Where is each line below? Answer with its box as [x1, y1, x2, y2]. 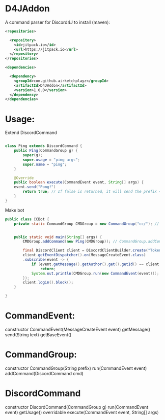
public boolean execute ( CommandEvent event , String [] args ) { [14, 180, 144, 185]
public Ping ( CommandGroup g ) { [14, 148, 78, 153]
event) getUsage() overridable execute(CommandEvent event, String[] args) [5, 409, 159, 415]
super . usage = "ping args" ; [23, 157, 80, 162]
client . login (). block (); [23, 280, 74, 285]
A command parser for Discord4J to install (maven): [5, 19, 110, 25]
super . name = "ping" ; [23, 162, 67, 167]
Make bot [5, 207, 25, 213]
